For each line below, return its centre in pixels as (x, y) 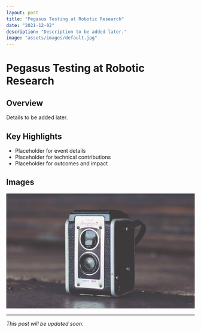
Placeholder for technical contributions (63, 157)
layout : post (22, 13)
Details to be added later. (37, 117)
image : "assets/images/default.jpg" (52, 38)
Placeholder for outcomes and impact (61, 163)
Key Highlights (34, 136)
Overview (25, 103)
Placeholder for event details (50, 150)
